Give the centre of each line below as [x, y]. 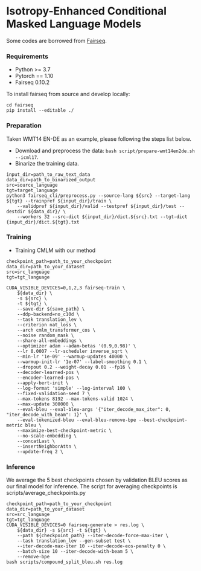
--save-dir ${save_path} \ [51, 309]
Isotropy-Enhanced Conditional [87, 11]
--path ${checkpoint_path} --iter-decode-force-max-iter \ [93, 536]
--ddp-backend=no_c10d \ [48, 314]
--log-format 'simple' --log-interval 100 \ [74, 388]
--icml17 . [27, 157]
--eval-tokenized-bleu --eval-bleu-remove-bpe [77, 420]
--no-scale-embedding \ [47, 436]
